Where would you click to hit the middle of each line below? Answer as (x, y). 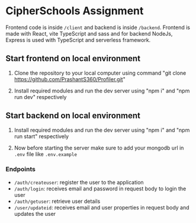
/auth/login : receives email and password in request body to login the (100, 189)
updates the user (35, 214)
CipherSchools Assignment (75, 11)
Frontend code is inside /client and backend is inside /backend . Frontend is (98, 27)
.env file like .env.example (46, 154)
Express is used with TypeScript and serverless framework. (78, 40)
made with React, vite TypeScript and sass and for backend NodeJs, (89, 33)
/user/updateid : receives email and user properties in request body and (102, 207)
